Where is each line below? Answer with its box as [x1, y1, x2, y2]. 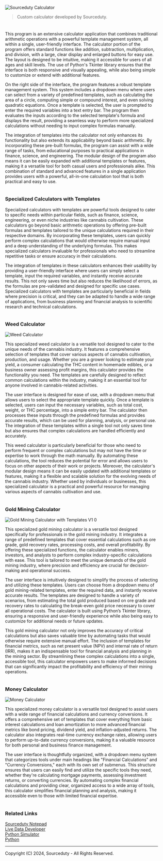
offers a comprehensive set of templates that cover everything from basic [5, 716, 152, 722]
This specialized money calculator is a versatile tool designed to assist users [5, 706, 158, 712]
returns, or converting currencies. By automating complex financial [5, 778, 139, 783]
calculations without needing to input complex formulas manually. [5, 123, 136, 129]
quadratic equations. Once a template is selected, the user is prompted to [5, 102, 152, 108]
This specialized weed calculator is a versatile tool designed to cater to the [5, 341, 154, 347]
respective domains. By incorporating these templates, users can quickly [5, 232, 151, 238]
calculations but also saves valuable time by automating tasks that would [5, 633, 150, 638]
